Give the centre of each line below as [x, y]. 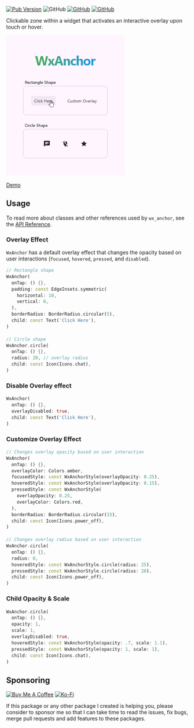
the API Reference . [29, 224]
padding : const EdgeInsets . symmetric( [59, 289]
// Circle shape [26, 339]
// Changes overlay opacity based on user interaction [75, 452]
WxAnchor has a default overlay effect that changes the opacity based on [94, 253]
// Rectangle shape [30, 271]
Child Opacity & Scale [38, 599]
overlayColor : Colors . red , [50, 502]
